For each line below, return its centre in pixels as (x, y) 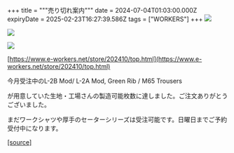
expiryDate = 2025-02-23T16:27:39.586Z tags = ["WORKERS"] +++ (105, 19)
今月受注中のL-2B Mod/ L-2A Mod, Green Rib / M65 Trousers (95, 81)
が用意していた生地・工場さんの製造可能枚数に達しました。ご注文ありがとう (118, 96)
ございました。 (29, 105)
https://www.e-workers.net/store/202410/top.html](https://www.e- (106, 59)
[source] (20, 142)
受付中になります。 (35, 128)
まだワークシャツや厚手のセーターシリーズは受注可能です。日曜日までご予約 (117, 119)
